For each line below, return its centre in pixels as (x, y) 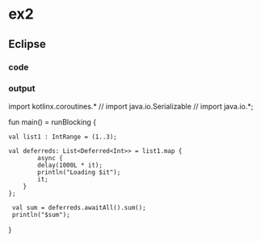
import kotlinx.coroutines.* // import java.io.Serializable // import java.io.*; (131, 106)
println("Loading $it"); (79, 172)
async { (50, 158)
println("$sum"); (41, 214)
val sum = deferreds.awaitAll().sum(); (79, 207)
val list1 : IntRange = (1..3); (63, 137)
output (22, 88)
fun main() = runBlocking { (53, 121)
